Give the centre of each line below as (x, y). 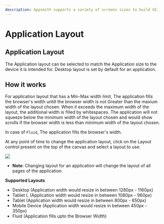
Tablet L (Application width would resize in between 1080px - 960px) (82, 195)
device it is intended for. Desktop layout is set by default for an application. (81, 69)
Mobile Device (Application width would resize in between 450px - (80, 206)
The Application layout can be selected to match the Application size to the (81, 64)
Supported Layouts (25, 181)
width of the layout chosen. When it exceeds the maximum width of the (77, 107)
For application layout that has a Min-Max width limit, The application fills (79, 96)
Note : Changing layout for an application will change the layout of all (82, 166)
